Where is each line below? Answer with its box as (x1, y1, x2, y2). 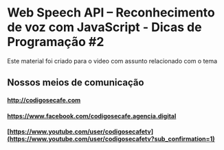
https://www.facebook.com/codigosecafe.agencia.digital (7, 111, 177, 120)
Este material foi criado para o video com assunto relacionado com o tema (7, 56, 218, 65)
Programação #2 (7, 34, 104, 50)
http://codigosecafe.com (7, 96, 81, 104)
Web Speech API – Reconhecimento (7, 5, 215, 21)
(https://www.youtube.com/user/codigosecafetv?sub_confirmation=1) (7, 135, 215, 143)
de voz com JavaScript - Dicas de (7, 19, 202, 35)
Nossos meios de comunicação (7, 77, 144, 89)
